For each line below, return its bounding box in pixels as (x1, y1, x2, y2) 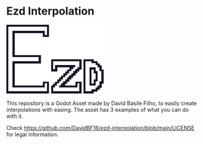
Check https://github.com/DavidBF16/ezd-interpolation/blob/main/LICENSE (6, 124, 194, 131)
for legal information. (6, 131, 59, 138)
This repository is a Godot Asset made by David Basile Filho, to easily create (6, 99, 198, 107)
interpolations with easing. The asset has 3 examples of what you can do (6, 106, 190, 113)
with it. (6, 112, 23, 120)
